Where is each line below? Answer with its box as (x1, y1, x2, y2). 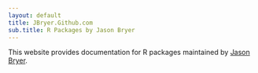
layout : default (8, 11, 61, 20)
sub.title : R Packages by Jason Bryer (8, 26, 135, 34)
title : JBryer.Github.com (8, 19, 93, 27)
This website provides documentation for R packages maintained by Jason (8, 48, 250, 57)
